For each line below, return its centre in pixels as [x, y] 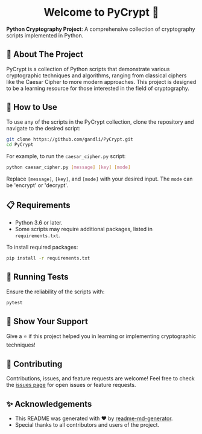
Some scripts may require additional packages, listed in [84, 229]
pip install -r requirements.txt [48, 258]
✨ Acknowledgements [49, 404]
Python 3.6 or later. [39, 222]
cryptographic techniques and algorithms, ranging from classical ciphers [96, 75]
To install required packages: [42, 247]
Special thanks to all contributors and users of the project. [87, 425]
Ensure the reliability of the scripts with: [55, 292]
